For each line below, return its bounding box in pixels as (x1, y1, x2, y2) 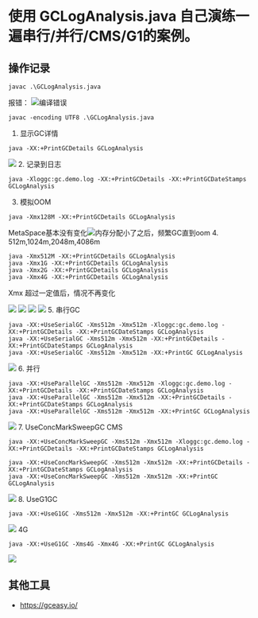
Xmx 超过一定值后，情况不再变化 (8, 288, 116, 297)
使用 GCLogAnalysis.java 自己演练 (8, 7, 236, 25)
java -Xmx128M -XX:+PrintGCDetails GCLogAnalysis (8, 213, 176, 221)
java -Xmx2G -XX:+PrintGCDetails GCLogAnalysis (8, 266, 169, 274)
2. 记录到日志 (17, 160, 62, 169)
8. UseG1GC (17, 495, 58, 503)
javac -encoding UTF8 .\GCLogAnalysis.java (8, 114, 155, 122)
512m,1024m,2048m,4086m (8, 237, 101, 247)
